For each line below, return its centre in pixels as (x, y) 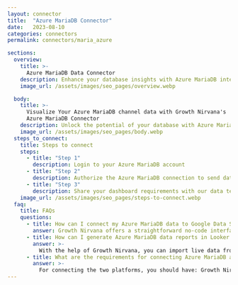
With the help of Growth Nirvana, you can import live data (129, 250)
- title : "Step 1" (53, 158)
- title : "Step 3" (53, 184)
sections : (22, 53)
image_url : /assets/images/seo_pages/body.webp (91, 132)
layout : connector (34, 14)
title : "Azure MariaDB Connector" (60, 21)
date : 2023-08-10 (36, 27)
